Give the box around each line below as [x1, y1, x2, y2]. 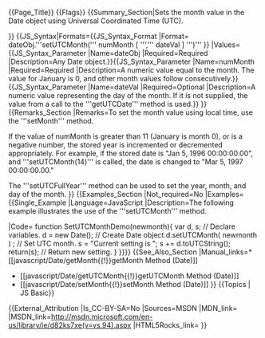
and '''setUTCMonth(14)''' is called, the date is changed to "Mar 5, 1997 [8, 157, 243, 167]
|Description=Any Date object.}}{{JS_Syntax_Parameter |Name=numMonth [8, 57, 255, 66]
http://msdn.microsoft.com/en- [50, 312, 153, 321]
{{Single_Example [8, 198, 66, 207]
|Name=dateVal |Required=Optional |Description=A [87, 82, 256, 92]
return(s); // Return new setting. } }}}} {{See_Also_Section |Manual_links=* [8, 247, 253, 257]
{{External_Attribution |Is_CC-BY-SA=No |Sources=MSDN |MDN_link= [8, 304, 238, 312]
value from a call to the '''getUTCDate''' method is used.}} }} [8, 100, 208, 108]
